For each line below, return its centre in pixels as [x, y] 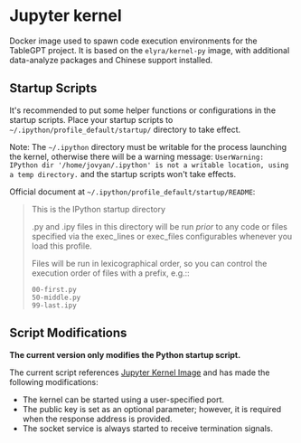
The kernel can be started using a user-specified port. [123, 400]
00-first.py [54, 289]
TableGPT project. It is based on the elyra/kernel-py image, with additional [150, 50]
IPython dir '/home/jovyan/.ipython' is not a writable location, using [149, 165]
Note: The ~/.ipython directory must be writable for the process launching [148, 146]
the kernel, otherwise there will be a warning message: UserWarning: [137, 156]
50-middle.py [56, 297]
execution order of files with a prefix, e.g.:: [110, 273]
